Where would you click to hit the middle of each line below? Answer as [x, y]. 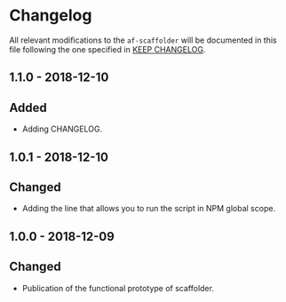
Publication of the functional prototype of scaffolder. [118, 288]
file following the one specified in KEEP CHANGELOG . [107, 49]
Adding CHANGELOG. [62, 129]
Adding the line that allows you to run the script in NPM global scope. [149, 209]
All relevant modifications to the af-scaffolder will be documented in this [143, 40]
